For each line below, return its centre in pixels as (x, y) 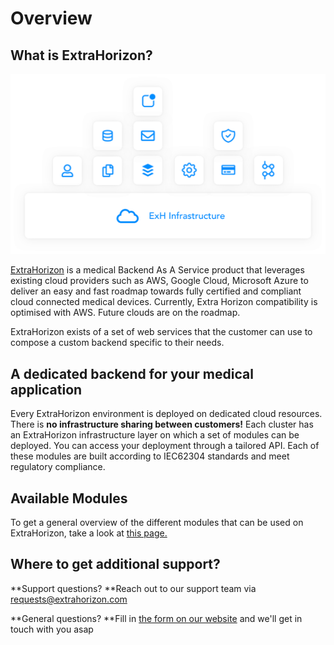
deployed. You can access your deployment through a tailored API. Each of (165, 446)
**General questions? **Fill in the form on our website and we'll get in (156, 618)
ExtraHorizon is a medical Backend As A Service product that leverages (157, 270)
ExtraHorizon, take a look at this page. (89, 533)
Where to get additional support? (115, 564)
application (46, 389)
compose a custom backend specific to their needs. (117, 343)
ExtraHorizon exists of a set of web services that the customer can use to (161, 332)
